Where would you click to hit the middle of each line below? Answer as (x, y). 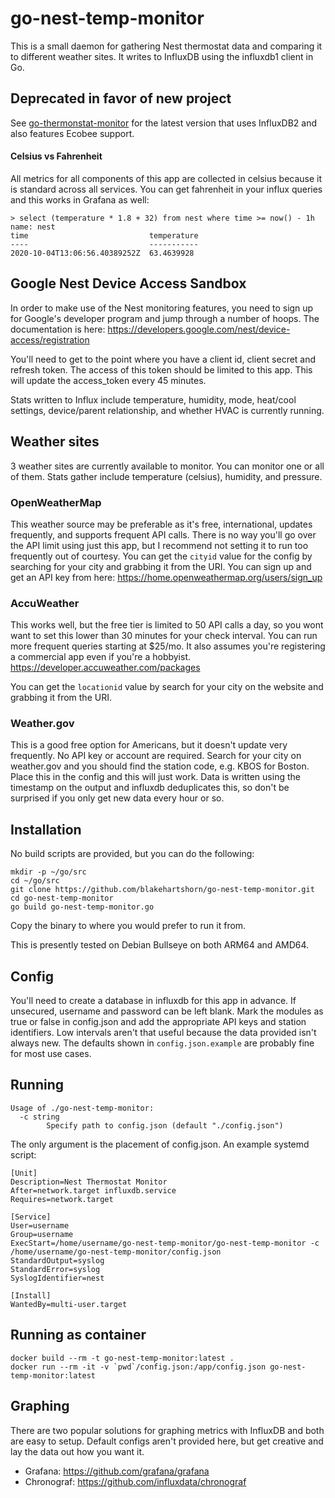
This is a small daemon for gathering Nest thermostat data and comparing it (166, 46)
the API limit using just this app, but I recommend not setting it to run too (159, 545)
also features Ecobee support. (72, 133)
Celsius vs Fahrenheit (56, 156)
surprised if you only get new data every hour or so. (117, 798)
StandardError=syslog (55, 1269)
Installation (46, 829)
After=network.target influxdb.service (93, 1190)
